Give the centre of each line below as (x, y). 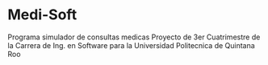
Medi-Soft (42, 15)
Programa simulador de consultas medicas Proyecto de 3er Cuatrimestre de (134, 37)
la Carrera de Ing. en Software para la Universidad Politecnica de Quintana (131, 45)
